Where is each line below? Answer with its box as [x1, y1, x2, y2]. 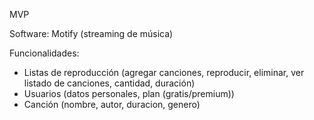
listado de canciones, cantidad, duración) [23, 77, 196, 89]
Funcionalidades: [9, 47, 80, 59]
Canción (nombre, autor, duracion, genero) [23, 99, 201, 110]
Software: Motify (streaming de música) [9, 28, 174, 39]
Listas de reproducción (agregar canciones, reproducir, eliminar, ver [23, 67, 305, 78]
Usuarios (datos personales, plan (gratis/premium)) [23, 88, 235, 99]
